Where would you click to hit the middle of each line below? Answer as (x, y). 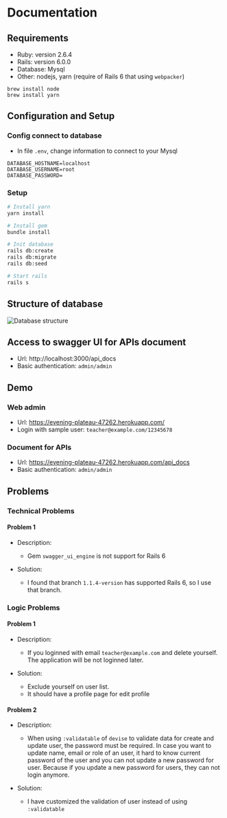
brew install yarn (33, 95)
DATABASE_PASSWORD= (35, 175)
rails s (18, 282)
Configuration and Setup (61, 116)
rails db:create (30, 251)
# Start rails (27, 276)
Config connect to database (55, 136)
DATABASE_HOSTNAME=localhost (49, 163)
